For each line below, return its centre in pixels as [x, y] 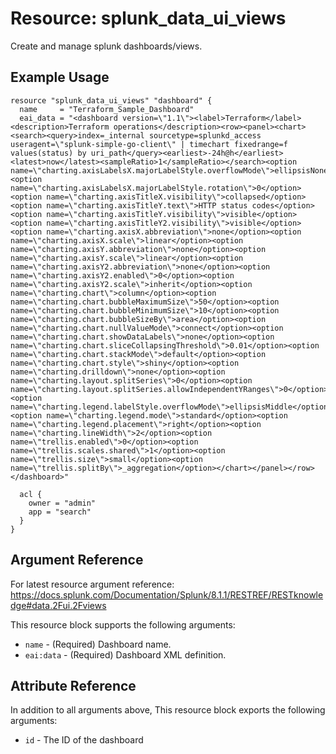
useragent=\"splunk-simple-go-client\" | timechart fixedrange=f [149, 144]
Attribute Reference [73, 685]
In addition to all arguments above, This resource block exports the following [168, 710]
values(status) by [48, 153]
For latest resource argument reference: [92, 584]
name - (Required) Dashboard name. [98, 644]
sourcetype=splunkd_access [205, 135]
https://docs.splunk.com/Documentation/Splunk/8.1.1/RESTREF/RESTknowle [167, 594]
